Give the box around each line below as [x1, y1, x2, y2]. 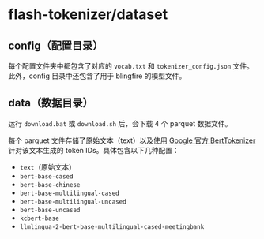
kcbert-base [19, 215, 59, 222]
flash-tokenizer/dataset [8, 6, 168, 24]
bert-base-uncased [19, 206, 81, 214]
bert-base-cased [19, 172, 74, 181]
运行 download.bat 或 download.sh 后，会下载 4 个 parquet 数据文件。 [8, 118, 232, 128]
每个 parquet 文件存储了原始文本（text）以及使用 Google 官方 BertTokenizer [8, 136, 256, 145]
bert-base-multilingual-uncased [19, 197, 126, 206]
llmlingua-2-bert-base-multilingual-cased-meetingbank [19, 222, 205, 230]
